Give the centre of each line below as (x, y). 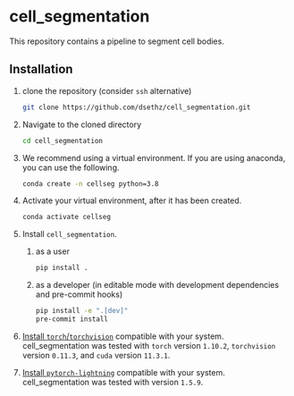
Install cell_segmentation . (70, 234)
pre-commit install (72, 319)
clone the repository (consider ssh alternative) (107, 90)
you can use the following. (71, 167)
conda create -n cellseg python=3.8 (90, 184)
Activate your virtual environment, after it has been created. (132, 201)
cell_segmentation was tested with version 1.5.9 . (113, 382)
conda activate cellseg (67, 217)
